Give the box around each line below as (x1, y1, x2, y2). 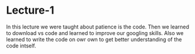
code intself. (6, 42, 37, 49)
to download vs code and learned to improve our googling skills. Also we (6, 29, 184, 36)
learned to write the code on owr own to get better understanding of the (6, 36, 182, 43)
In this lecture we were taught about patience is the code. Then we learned (6, 23, 190, 30)
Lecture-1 (6, 4, 55, 17)
